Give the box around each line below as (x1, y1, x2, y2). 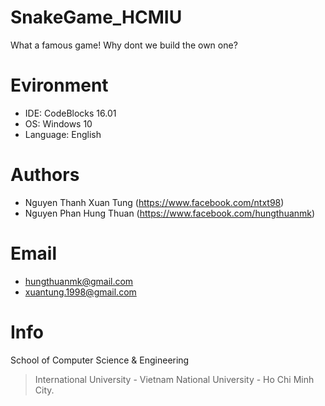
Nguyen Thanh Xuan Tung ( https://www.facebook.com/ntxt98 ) (24, 196, 285, 208)
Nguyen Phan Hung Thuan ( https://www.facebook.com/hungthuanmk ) (24, 207, 316, 219)
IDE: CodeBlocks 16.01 (24, 107, 117, 119)
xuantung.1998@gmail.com (24, 286, 137, 298)
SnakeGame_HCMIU (10, 6, 183, 29)
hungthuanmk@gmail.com (24, 275, 134, 287)
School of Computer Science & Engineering (10, 354, 190, 366)
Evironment (10, 74, 109, 97)
